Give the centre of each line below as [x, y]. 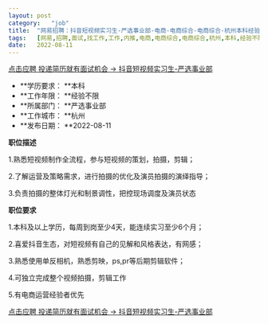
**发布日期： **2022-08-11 [65, 126]
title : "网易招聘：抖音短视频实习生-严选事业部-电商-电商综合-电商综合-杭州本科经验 [134, 30]
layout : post [30, 16]
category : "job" [39, 23]
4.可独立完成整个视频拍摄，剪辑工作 [67, 278]
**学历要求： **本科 [52, 86]
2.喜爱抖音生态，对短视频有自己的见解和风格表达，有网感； [106, 244]
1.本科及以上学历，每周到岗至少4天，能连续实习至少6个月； [106, 227]
